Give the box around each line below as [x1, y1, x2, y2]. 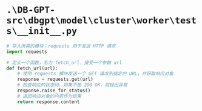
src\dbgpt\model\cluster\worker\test [6, 15, 197, 27]
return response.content [17, 98, 80, 105]
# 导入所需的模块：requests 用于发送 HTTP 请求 [6, 43, 116, 49]
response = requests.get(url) [17, 77, 94, 83]
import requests [6, 48, 47, 55]
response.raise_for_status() [17, 87, 91, 94]
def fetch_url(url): [6, 65, 59, 71]
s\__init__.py [6, 25, 78, 37]
